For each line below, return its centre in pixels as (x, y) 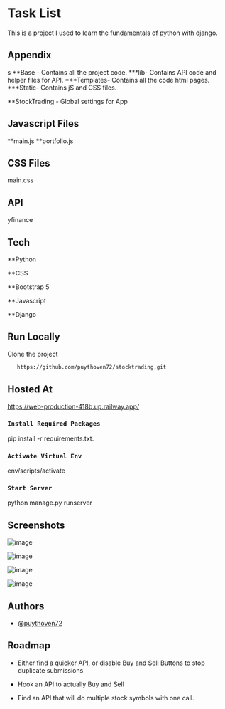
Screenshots (36, 525)
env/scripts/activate (37, 471)
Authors (26, 606)
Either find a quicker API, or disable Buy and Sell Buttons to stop (111, 663)
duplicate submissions (50, 670)
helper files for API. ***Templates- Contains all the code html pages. (109, 80)
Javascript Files (43, 124)
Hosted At (30, 389)
